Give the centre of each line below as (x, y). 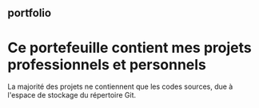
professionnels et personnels (107, 64)
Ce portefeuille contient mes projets (130, 48)
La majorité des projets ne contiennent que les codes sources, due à (120, 86)
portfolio (30, 13)
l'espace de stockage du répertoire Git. (72, 95)
